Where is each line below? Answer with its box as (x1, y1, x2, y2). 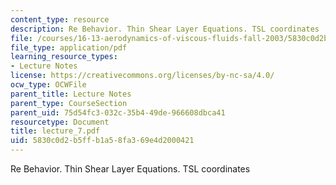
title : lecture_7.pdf (10, 126, 101, 136)
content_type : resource (10, 14, 110, 25)
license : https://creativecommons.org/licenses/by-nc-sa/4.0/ (10, 71, 275, 81)
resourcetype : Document (10, 117, 110, 127)
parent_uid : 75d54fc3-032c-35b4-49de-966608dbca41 (10, 107, 226, 118)
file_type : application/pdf (10, 42, 128, 53)
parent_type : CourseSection (10, 98, 128, 108)
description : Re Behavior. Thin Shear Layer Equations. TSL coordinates (10, 24, 320, 34)
